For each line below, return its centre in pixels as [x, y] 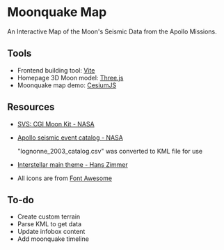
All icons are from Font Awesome [65, 178]
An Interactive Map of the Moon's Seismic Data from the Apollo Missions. [112, 31]
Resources [31, 107]
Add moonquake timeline [53, 239]
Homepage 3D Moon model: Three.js [70, 78]
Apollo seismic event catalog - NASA [70, 138]
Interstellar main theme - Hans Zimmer [73, 164]
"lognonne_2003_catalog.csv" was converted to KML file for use [110, 151]
